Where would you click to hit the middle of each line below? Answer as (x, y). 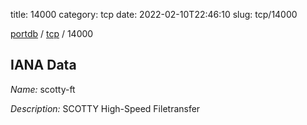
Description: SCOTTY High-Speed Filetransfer (105, 108)
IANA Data (43, 65)
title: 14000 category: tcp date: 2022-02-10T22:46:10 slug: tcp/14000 (154, 14)
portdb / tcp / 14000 (52, 33)
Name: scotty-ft (43, 89)
